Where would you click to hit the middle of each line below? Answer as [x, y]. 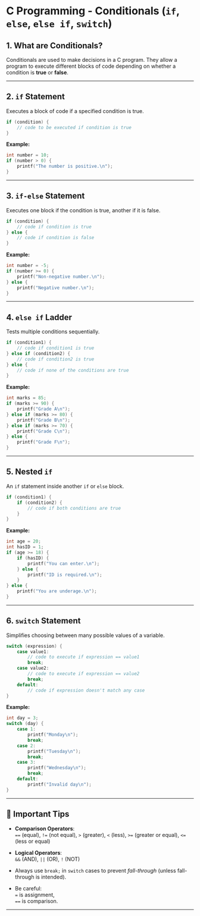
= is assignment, [35, 895]
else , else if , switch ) [59, 23]
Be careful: [28, 888]
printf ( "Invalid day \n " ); [60, 784]
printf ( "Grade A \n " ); [43, 409]
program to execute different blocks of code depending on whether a [91, 66]
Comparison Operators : [45, 829]
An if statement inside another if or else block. [65, 486]
